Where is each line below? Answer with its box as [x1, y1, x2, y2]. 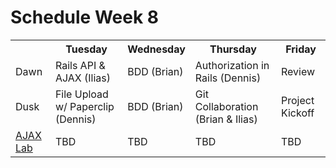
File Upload [54, 87, 109, 101]
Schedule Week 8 [10, 6, 160, 29]
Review [280, 64, 316, 78]
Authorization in [194, 58, 270, 72]
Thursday [209, 42, 257, 56]
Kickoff [280, 106, 315, 120]
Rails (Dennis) [194, 71, 262, 85]
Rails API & [54, 58, 106, 72]
